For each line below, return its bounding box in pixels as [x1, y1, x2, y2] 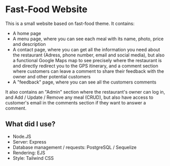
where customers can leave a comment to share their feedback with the [12, 68, 164, 74]
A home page [12, 30, 41, 36]
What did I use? [5, 120, 56, 128]
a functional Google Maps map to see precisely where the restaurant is [12, 57, 162, 63]
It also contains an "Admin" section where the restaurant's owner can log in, [5, 89, 165, 95]
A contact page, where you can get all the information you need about [12, 46, 160, 52]
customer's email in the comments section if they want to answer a [5, 99, 147, 105]
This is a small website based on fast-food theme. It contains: [5, 20, 135, 26]
